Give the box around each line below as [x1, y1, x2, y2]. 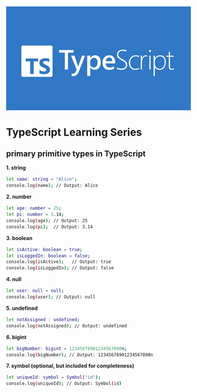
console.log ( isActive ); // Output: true [6, 259, 111, 265]
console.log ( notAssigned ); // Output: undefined [6, 323, 127, 329]
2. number [6, 193, 32, 200]
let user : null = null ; [6, 288, 64, 294]
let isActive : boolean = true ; [6, 246, 83, 252]
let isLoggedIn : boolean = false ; [6, 253, 91, 259]
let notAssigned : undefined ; [6, 316, 80, 323]
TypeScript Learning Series [6, 126, 142, 138]
